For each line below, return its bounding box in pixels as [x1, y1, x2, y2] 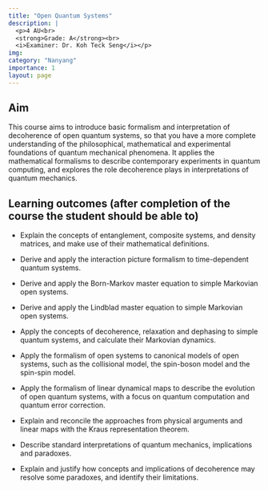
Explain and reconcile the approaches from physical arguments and [19, 416, 243, 426]
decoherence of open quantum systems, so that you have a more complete [8, 131, 256, 140]
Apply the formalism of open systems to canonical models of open [19, 350, 240, 361]
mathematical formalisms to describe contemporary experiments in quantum [8, 156, 261, 166]
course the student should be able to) [8, 209, 199, 223]
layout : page [8, 71, 52, 79]
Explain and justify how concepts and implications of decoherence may [19, 464, 255, 474]
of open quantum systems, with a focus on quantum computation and [19, 392, 250, 402]
